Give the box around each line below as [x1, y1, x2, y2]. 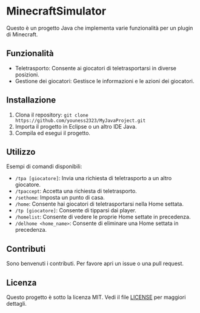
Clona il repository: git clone [15, 111, 89, 118]
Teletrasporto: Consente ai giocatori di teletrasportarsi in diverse [15, 64, 177, 72]
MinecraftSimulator [6, 4, 107, 18]
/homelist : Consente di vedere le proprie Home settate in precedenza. [15, 214, 191, 221]
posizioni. [15, 71, 39, 78]
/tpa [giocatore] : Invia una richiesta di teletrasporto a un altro [15, 175, 172, 182]
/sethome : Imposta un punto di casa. [15, 194, 105, 201]
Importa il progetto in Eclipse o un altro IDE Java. [15, 123, 138, 130]
